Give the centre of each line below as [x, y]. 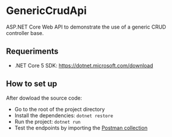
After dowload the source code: [44, 98]
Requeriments [32, 52]
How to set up [31, 84]
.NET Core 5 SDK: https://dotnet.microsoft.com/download [84, 65]
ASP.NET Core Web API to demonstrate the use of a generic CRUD [86, 27]
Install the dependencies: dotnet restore [64, 115]
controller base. [25, 33]
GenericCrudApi [46, 11]
